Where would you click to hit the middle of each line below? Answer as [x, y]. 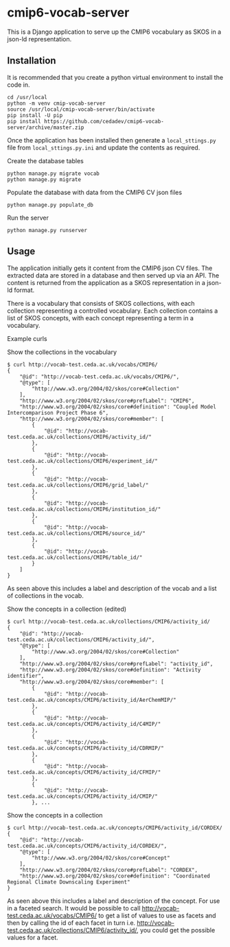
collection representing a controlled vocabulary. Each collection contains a [113, 311]
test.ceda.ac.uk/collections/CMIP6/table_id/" [75, 557]
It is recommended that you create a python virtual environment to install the [115, 77]
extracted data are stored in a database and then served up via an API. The [113, 275]
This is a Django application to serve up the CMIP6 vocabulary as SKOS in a [114, 32]
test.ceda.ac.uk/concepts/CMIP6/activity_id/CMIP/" [82, 796]
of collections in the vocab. [45, 595]
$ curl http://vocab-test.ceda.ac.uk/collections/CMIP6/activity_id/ [109, 621]
